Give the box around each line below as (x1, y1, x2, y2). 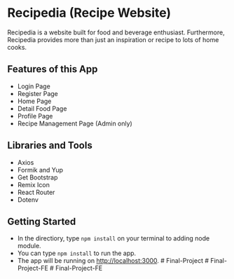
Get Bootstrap (17, 173, 58, 182)
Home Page (17, 97, 52, 105)
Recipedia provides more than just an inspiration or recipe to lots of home (7, 35, 219, 43)
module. (17, 242, 41, 250)
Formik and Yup (17, 165, 64, 174)
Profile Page (17, 111, 53, 120)
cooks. (7, 43, 27, 51)
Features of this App (7, 63, 98, 75)
